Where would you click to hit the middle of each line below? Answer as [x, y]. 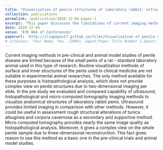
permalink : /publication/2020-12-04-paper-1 [51, 19]
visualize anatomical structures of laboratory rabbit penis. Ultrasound [74, 102]
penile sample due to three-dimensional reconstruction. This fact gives [76, 132]
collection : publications [31, 14]
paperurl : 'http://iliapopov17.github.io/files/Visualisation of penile [80, 37]
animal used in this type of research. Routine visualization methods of [75, 65]
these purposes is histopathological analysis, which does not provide [74, 81]
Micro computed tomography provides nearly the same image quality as [77, 122]
